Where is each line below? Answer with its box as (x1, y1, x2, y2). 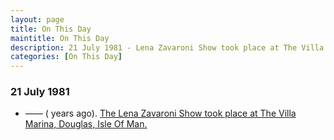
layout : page (10, 14, 65, 25)
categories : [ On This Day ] (10, 52, 123, 62)
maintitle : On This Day (10, 33, 110, 43)
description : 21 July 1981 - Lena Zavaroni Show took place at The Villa (10, 42, 325, 53)
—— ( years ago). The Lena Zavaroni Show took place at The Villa (24, 107, 297, 120)
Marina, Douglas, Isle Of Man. (24, 118, 148, 130)
